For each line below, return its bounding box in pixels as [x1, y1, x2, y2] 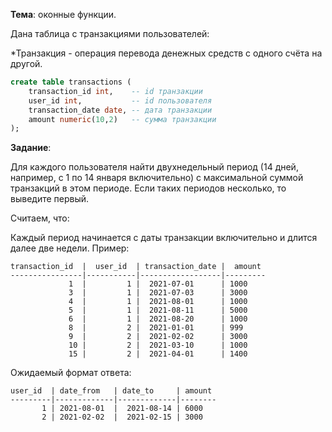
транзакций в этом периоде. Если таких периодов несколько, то [10, 182, 287, 194]
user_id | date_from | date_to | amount [10, 386, 213, 396]
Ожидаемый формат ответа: [10, 367, 132, 379]
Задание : [10, 142, 52, 154]
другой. [10, 58, 43, 69]
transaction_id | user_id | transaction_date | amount [10, 262, 262, 272]
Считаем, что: [10, 212, 70, 224]
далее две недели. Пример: [10, 242, 130, 254]
